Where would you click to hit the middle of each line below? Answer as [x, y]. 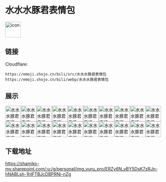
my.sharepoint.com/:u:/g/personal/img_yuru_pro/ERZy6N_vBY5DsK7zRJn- [82, 169]
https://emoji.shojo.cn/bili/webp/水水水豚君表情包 [57, 79]
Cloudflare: [17, 64]
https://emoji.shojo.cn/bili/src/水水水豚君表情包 [56, 74]
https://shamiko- [22, 163]
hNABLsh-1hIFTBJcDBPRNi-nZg [38, 174]
